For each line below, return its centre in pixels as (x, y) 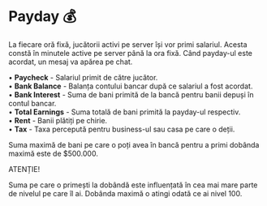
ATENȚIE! (24, 169)
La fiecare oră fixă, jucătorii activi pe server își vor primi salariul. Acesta (128, 44)
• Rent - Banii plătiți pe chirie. (58, 120)
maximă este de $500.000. (54, 153)
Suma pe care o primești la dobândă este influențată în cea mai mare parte (133, 185)
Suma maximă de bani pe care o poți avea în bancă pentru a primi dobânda (134, 144)
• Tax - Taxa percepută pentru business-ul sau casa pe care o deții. (122, 129)
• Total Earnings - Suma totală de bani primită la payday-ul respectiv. (125, 112)
